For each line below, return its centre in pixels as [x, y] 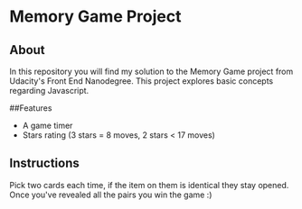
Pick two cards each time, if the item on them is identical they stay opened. [149, 185]
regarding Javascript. [49, 91]
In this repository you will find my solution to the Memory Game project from [151, 71]
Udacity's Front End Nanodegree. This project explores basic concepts [142, 81]
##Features [31, 108]
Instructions [44, 164]
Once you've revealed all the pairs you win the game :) [111, 195]
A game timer [47, 125]
